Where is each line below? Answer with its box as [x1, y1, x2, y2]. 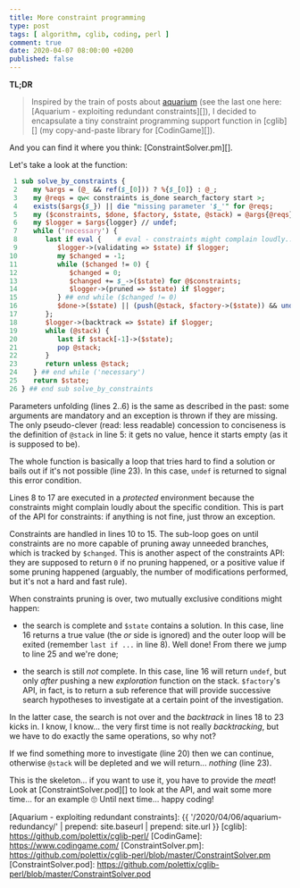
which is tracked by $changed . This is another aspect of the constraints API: [9, 547, 286, 558]
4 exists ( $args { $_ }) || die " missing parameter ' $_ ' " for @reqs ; [12, 202, 274, 211]
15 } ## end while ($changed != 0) [9, 293, 178, 302]
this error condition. [9, 474, 82, 485]
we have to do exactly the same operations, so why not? [9, 730, 217, 741]
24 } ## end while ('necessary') [9, 368, 146, 377]
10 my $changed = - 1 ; [9, 251, 126, 260]
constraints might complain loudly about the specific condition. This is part [9, 501, 284, 512]
